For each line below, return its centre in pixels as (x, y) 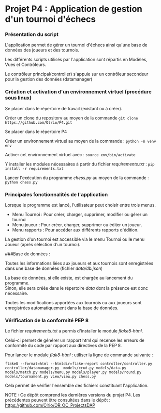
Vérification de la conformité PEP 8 (47, 320)
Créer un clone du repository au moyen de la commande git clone (72, 118)
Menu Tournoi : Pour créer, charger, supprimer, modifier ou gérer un (80, 215)
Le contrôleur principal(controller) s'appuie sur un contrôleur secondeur (77, 74)
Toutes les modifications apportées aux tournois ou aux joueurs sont (73, 303)
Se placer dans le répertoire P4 (36, 132)
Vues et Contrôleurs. (26, 65)
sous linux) (18, 98)
